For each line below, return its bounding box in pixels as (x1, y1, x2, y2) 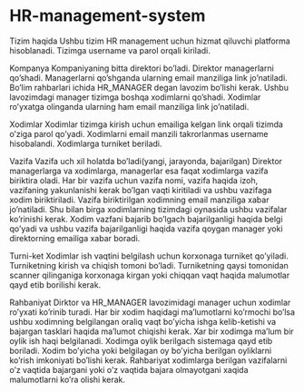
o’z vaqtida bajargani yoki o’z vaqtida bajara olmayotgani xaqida (9, 364, 249, 375)
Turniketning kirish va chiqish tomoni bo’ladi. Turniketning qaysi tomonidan (9, 260, 289, 270)
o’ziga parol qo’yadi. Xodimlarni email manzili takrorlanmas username (9, 128, 269, 139)
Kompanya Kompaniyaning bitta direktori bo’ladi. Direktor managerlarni (9, 63, 274, 73)
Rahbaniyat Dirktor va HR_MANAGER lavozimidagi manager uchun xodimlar (9, 297, 291, 308)
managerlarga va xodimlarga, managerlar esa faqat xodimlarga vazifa (9, 165, 269, 176)
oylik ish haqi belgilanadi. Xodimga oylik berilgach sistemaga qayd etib (9, 335, 273, 346)
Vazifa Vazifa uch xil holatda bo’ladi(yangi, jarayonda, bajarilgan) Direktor (9, 155, 283, 166)
